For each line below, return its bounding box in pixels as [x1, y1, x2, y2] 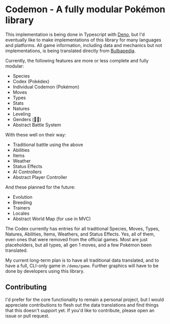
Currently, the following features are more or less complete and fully [5, 57, 149, 63]
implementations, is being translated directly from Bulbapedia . [5, 48, 136, 54]
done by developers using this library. [5, 268, 85, 274]
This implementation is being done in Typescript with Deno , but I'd [5, 31, 145, 37]
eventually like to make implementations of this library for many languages [5, 37, 162, 43]
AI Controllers [12, 169, 42, 175]
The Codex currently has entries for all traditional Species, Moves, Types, [5, 225, 160, 232]
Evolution [12, 194, 33, 200]
